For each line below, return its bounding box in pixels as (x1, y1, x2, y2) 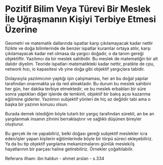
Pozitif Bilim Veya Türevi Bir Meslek (5, 3, 151, 15)
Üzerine (5, 24, 37, 35)
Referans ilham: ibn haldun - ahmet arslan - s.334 (5, 155, 105, 161)
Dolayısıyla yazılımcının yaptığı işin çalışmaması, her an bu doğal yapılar (5, 75, 148, 81)
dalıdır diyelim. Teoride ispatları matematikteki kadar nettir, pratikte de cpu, (5, 61, 155, 67)
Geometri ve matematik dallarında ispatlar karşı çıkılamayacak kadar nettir (5, 40, 153, 46)
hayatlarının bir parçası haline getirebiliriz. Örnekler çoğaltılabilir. (5, 146, 134, 152)
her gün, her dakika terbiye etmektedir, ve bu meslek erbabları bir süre (5, 86, 146, 92)
